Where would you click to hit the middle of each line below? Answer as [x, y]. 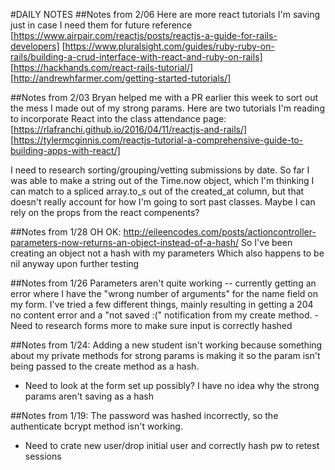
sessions [43, 456]
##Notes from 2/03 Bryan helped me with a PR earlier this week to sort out [164, 97]
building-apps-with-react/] [65, 150]
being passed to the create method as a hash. [105, 366]
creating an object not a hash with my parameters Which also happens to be [167, 253]
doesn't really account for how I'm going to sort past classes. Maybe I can [163, 202]
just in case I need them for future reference [101, 25]
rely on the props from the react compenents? [105, 212]
